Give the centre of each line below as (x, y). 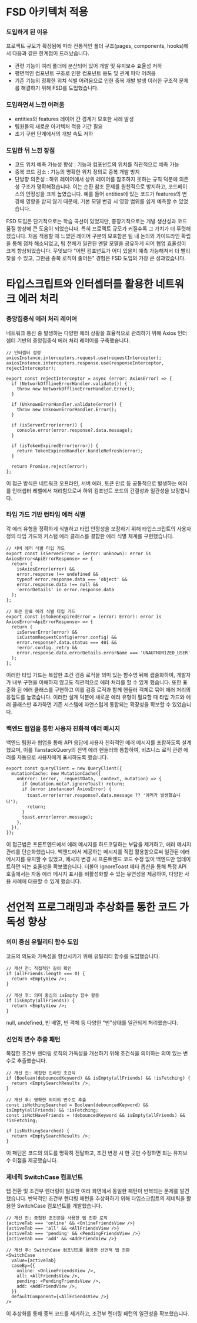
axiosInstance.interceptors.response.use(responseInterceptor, (85, 363)
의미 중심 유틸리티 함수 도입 (42, 942)
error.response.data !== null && (58, 584)
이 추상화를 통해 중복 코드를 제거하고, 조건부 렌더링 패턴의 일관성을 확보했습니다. (98, 1314)
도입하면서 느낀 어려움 (35, 105)
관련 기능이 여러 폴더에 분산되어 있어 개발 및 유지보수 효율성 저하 (88, 66)
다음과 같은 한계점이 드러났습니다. (51, 53)
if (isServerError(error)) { (47, 425)
